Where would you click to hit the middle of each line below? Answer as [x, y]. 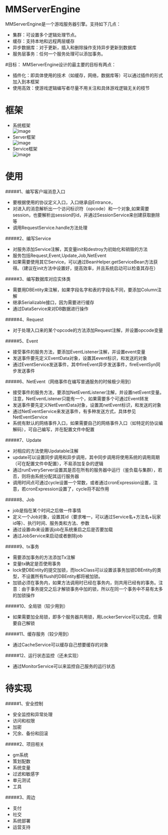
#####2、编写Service [28, 238]
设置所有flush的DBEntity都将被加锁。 [64, 576]
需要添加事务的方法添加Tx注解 [44, 557]
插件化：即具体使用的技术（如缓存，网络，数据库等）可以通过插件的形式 [88, 75]
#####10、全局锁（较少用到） [37, 606]
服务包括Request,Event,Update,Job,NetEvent [60, 255]
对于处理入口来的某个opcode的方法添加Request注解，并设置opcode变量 [88, 330]
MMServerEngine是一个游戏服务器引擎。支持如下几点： [63, 24]
